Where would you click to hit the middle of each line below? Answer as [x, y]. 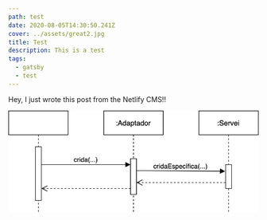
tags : [17, 59]
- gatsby [30, 68]
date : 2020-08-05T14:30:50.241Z [62, 25]
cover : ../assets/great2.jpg [56, 33]
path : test [26, 17]
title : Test [28, 42]
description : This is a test [56, 51]
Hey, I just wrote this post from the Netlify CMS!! [87, 99]
